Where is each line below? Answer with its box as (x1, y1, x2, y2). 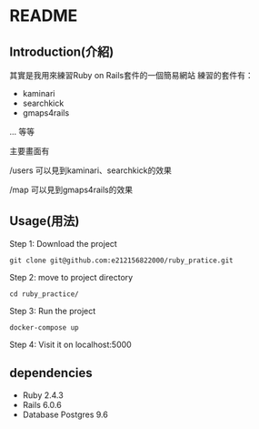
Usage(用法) (9, 213, 80, 229)
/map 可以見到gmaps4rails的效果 (9, 184, 134, 195)
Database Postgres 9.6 (22, 409, 109, 420)
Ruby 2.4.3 (22, 389, 64, 401)
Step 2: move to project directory (9, 271, 134, 282)
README (9, 5, 78, 26)
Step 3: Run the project (9, 305, 96, 316)
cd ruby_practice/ (9, 289, 79, 299)
